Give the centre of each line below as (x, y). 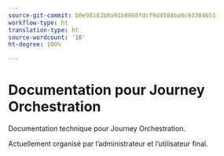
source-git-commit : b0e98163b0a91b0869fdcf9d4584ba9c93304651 (112, 15)
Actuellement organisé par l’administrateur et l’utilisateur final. (108, 144)
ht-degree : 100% (35, 45)
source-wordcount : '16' (47, 37)
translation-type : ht (44, 30)
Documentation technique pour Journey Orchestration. (97, 129)
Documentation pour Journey (107, 90)
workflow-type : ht (38, 23)
